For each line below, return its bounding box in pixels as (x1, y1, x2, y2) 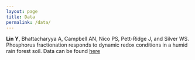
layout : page (6, 8, 38, 15)
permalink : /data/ (6, 19, 51, 25)
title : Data (6, 14, 35, 20)
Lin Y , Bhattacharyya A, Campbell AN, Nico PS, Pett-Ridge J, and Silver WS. (6, 36, 189, 43)
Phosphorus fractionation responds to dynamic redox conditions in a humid (6, 41, 188, 48)
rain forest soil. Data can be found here (6, 48, 101, 55)
